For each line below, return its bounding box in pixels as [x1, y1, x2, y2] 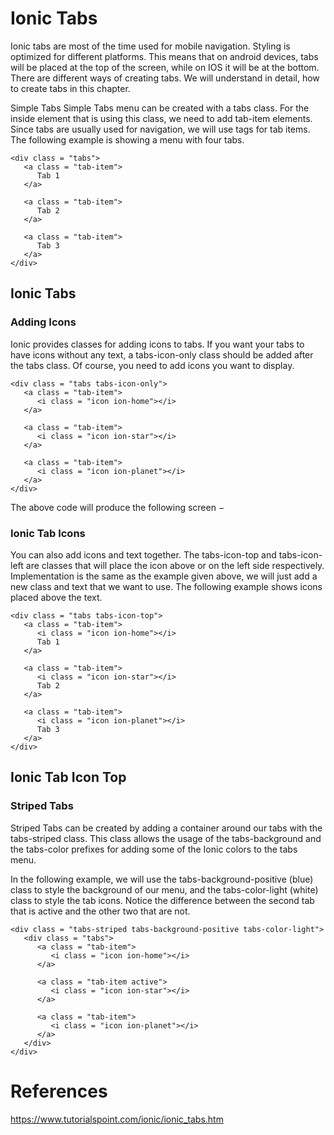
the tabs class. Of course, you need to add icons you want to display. [10, 359, 295, 371]
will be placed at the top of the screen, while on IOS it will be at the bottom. [10, 61, 320, 73]
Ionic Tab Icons [10, 526, 86, 540]
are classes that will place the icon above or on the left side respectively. [25, 559, 325, 571]
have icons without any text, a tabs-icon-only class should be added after [10, 348, 314, 361]
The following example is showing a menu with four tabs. [10, 133, 245, 146]
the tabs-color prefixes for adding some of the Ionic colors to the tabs [10, 843, 298, 855]
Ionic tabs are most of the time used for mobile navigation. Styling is [10, 40, 291, 52]
